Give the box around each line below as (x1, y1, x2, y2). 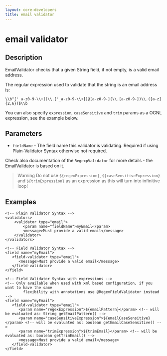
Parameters (5, 129, 42, 138)
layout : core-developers (5, 7, 57, 12)
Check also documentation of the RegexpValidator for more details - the (5, 158, 153, 164)
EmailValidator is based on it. (5, 163, 65, 169)
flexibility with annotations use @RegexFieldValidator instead (23, 290, 160, 295)
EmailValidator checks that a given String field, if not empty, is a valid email (5, 66, 159, 72)
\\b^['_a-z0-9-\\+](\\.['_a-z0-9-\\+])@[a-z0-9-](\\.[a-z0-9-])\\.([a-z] (5, 96, 162, 101)
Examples (5, 198, 36, 206)
